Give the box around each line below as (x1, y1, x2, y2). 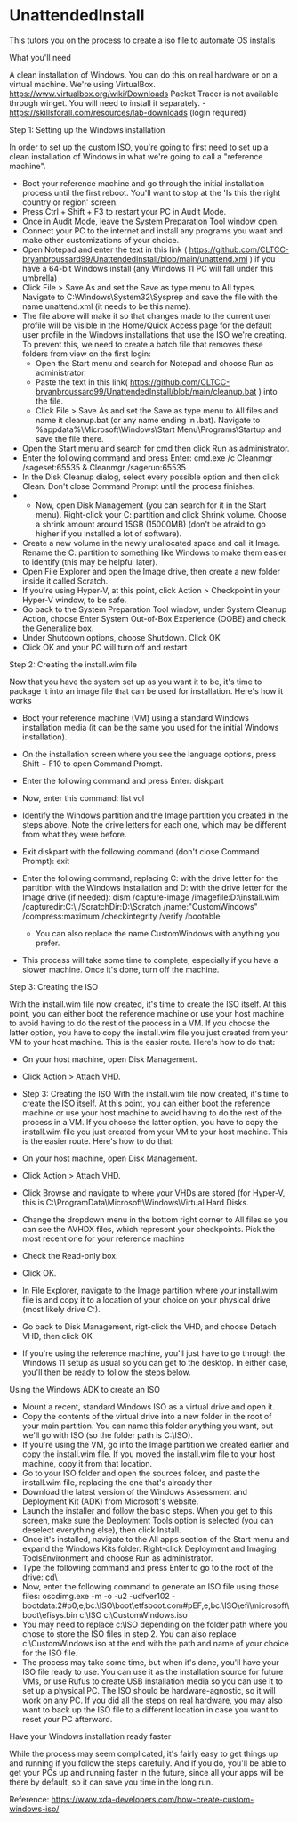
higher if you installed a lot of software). (35, 527, 182, 539)
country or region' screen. (21, 197, 118, 208)
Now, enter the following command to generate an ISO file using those (21, 1581, 280, 1591)
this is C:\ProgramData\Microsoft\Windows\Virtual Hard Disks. (21, 1197, 249, 1207)
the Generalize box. (21, 623, 94, 633)
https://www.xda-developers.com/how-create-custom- (51, 1793, 254, 1804)
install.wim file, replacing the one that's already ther (21, 1476, 213, 1488)
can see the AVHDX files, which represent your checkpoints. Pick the (21, 1223, 276, 1234)
